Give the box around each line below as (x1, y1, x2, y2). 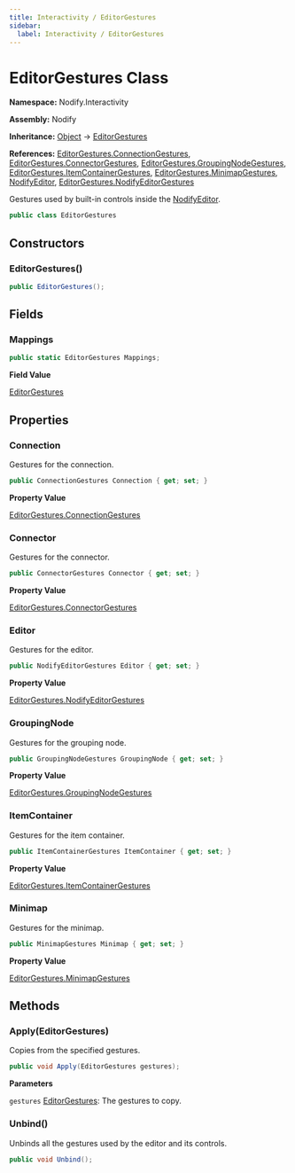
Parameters (9, 1078, 53, 1089)
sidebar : (9, 21, 42, 30)
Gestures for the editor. (9, 645, 95, 655)
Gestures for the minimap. (9, 922, 105, 933)
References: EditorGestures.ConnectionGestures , (9, 148, 191, 160)
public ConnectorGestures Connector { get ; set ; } (9, 569, 200, 578)
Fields (9, 307, 44, 322)
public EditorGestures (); (9, 282, 105, 291)
